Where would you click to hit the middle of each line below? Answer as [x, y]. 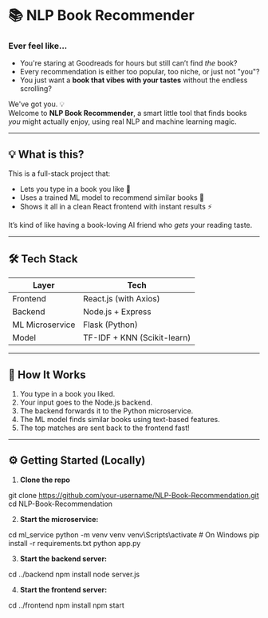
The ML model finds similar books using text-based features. [120, 419]
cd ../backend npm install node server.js [74, 574]
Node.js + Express [117, 312]
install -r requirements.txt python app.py [75, 543]
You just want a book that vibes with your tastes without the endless [134, 80]
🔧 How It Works [47, 375]
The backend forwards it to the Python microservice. [106, 411]
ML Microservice [44, 325]
